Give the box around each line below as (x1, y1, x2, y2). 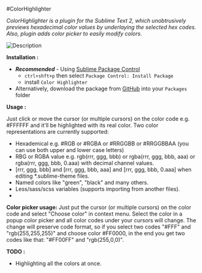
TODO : (6, 248, 26, 255)
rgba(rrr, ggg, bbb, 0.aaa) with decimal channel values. (15, 159, 154, 167)
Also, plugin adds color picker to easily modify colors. (6, 30, 143, 37)
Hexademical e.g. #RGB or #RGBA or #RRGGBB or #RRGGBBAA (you (15, 140, 189, 147)
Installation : (6, 54, 39, 60)
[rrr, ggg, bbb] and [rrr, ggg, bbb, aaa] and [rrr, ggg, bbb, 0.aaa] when (15, 166, 192, 173)
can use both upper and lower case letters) (15, 147, 124, 153)
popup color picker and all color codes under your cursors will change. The (6, 217, 196, 224)
